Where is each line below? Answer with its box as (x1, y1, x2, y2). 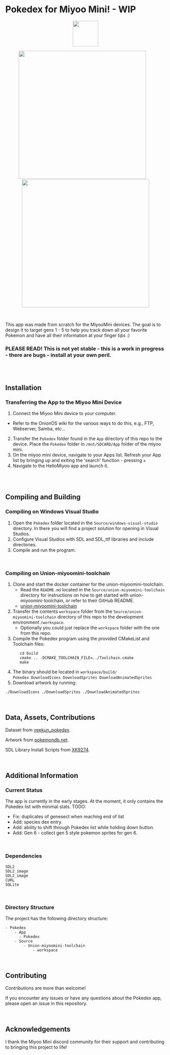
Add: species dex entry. (12, 819, 63, 825)
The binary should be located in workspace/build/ (12, 669, 117, 675)
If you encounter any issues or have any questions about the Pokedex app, (5, 995, 162, 1001)
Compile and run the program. (12, 547, 76, 553)
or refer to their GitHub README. (65, 597, 135, 604)
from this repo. (20, 630, 52, 636)
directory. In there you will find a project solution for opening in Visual (12, 525, 159, 531)
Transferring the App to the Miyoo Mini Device (5, 399, 122, 406)
